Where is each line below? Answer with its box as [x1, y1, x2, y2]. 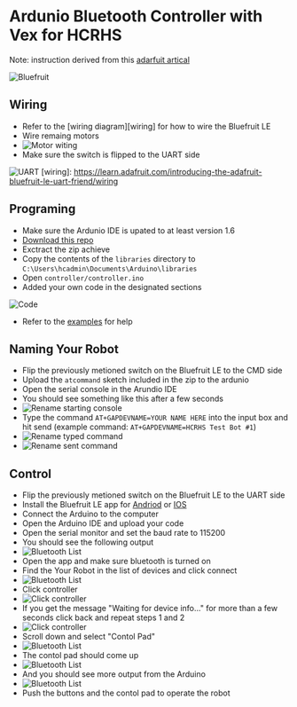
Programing [9, 201, 76, 216]
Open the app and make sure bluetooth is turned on [21, 556, 211, 567]
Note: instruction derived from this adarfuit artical [9, 54, 191, 65]
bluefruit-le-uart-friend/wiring [9, 176, 119, 186]
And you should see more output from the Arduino [21, 669, 207, 680]
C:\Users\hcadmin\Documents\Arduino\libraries [21, 264, 198, 273]
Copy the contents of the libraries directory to [21, 253, 196, 263]
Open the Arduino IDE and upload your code [21, 518, 184, 529]
